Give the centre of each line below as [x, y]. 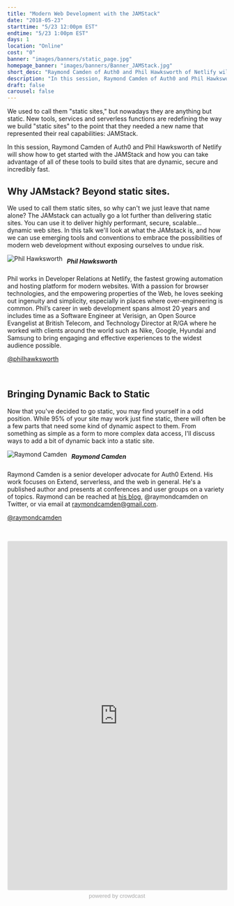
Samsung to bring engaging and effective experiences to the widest [104, 338]
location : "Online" [36, 46]
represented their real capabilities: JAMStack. [73, 134]
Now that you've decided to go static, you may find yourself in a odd [106, 411]
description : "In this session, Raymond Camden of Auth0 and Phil [106, 78]
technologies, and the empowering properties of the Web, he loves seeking [115, 293]
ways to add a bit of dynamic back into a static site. [81, 441]
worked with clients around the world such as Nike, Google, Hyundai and [112, 330]
